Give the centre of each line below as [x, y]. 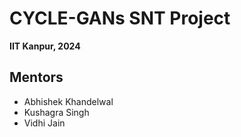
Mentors [36, 77]
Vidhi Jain [44, 123]
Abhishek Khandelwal [68, 101]
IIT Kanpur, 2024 [45, 46]
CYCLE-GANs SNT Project [120, 18]
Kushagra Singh [56, 112]
